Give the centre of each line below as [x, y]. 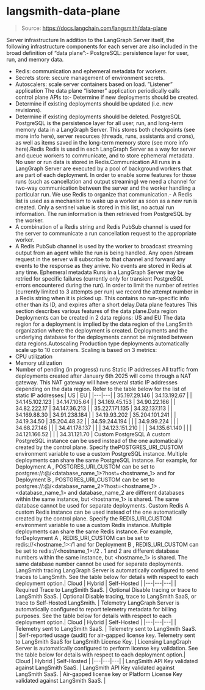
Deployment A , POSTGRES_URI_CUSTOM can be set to [85, 466]
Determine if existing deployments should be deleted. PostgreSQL [98, 117]
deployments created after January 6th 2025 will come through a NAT [103, 376]
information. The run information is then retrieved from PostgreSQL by [103, 214]
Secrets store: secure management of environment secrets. [90, 77]
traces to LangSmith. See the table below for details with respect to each [106, 577]
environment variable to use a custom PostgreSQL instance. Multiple [101, 453]
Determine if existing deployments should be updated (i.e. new [94, 103]
